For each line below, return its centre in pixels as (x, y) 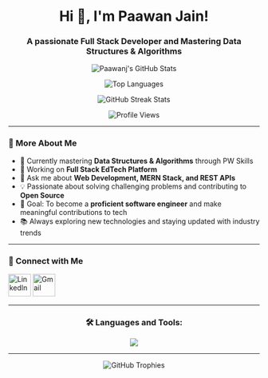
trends (30, 233)
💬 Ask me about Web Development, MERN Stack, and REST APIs (128, 177)
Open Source (42, 195)
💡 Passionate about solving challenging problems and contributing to (133, 186)
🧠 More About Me (43, 143)
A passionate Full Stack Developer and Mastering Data (134, 42)
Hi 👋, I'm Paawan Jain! (134, 16)
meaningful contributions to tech (73, 212)
